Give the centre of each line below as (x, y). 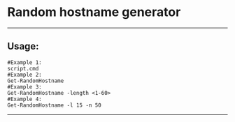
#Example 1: (24, 62)
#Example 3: (24, 87)
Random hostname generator (94, 12)
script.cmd (23, 68)
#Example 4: (24, 99)
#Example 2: (24, 75)
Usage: (23, 46)
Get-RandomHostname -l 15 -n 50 (54, 105)
